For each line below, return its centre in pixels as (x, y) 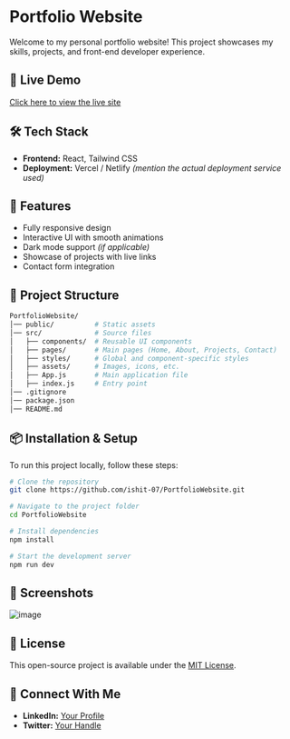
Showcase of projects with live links (89, 257)
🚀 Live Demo (45, 80)
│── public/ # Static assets (82, 325)
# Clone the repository (54, 482)
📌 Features (40, 206)
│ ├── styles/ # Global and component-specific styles (129, 358)
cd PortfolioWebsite (48, 515)
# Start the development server (70, 556)
